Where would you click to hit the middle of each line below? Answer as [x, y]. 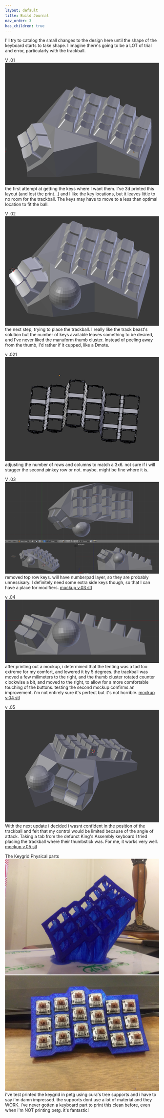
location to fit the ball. [27, 204]
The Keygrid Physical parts [32, 856]
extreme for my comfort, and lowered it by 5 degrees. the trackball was [76, 672]
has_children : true [25, 26]
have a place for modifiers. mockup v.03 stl [49, 587]
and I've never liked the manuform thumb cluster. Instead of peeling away [79, 340]
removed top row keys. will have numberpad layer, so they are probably [77, 577]
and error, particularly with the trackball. [45, 51]
